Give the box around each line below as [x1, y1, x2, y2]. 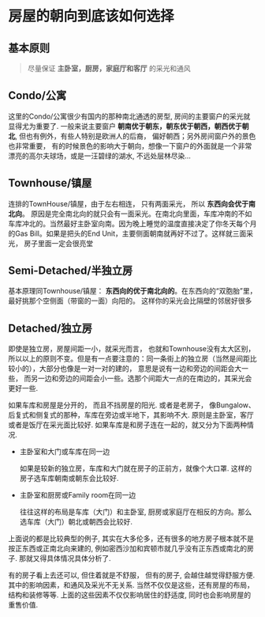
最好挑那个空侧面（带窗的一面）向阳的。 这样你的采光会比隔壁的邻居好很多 [8, 296, 252, 305]
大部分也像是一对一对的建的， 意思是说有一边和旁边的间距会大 [39, 364, 242, 373]
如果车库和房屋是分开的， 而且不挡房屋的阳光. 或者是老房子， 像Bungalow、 [8, 400, 256, 410]
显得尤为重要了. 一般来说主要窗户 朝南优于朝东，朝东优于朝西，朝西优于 [8, 121, 242, 131]
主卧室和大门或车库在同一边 [19, 447, 110, 456]
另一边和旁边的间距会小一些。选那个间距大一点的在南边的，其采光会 [30, 373, 252, 384]
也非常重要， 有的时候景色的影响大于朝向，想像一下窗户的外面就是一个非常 [8, 141, 252, 150]
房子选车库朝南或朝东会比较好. [19, 474, 119, 483]
